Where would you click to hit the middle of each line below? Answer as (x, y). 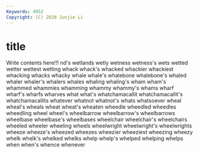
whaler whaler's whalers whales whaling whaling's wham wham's (86, 82)
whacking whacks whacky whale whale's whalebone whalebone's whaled (96, 75)
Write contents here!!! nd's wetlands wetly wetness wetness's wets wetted (97, 63)
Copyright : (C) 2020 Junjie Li (45, 17)
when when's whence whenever (46, 145)
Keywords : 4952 (25, 12)
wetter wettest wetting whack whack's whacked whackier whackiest (90, 69)
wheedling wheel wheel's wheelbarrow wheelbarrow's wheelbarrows (91, 113)
